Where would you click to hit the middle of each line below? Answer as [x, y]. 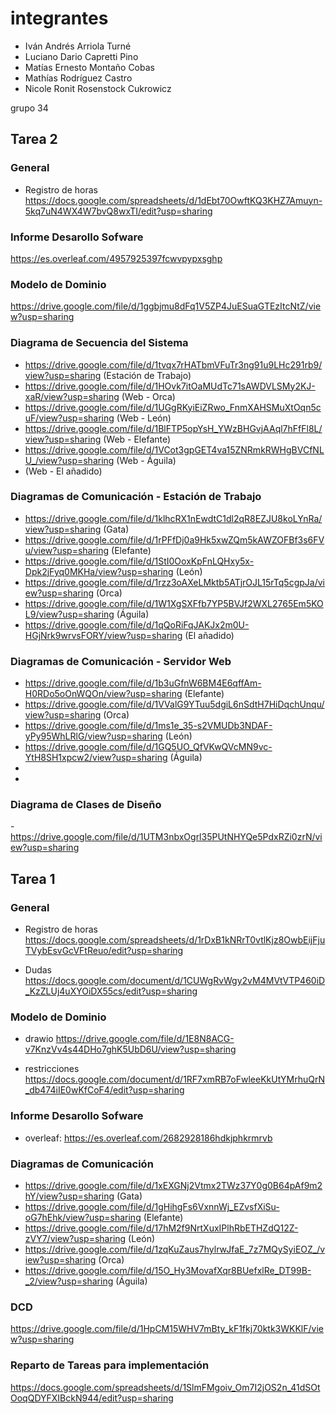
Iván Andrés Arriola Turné [78, 46]
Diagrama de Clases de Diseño [86, 805]
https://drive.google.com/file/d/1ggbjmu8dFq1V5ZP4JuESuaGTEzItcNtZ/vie [166, 306]
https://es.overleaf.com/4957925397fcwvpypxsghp [116, 258]
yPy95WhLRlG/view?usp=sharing [93, 736]
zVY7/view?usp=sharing [75, 1238]
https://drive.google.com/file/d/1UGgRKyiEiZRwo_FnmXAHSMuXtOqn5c [173, 407]
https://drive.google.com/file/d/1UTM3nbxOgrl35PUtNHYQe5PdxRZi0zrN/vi [166, 837]
